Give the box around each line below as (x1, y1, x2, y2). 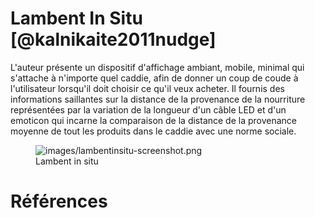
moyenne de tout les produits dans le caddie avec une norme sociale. (10, 125, 297, 137)
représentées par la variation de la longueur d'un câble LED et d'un (10, 103, 287, 116)
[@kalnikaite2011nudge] (10, 28, 217, 51)
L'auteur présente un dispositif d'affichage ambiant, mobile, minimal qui (10, 61, 305, 73)
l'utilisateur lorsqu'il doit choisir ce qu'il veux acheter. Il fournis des (10, 82, 285, 94)
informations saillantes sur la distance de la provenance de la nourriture (10, 93, 306, 105)
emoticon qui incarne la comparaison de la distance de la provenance (10, 114, 298, 126)
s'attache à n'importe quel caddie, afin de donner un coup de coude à (10, 72, 299, 84)
